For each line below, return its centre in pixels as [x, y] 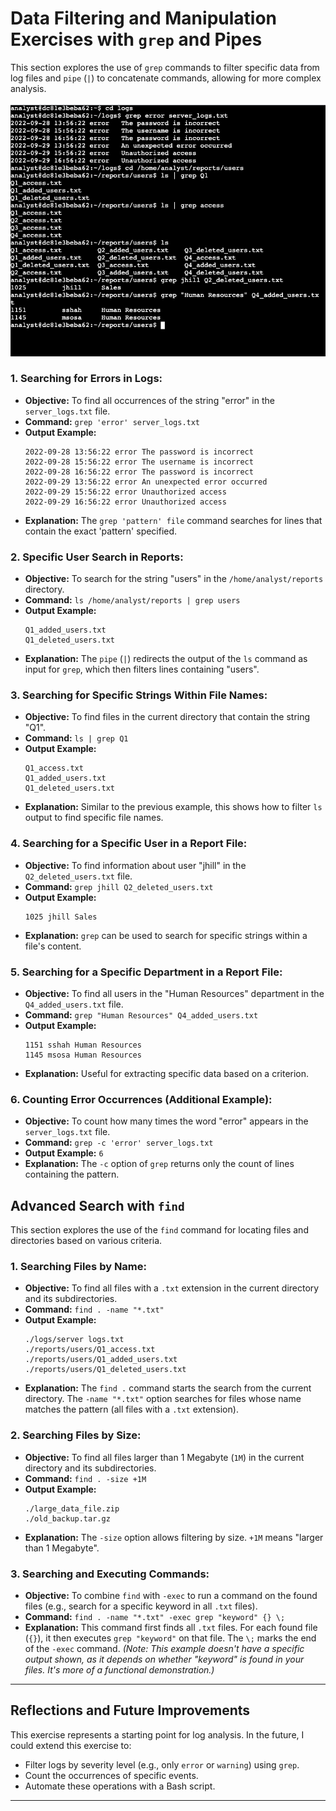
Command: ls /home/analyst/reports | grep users [132, 600]
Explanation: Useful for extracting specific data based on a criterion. [167, 1073]
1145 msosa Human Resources [83, 1055]
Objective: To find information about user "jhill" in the [135, 865]
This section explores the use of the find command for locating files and [159, 1230]
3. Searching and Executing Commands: [110, 1574]
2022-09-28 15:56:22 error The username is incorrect [139, 462]
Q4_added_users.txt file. [74, 1004]
